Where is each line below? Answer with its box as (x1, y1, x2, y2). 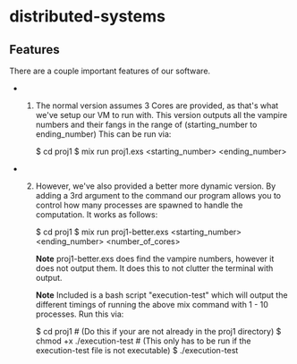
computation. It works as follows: (35, 209, 158, 220)
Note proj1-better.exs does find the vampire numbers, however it (35, 253, 275, 264)
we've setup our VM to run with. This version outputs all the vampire (35, 110, 288, 120)
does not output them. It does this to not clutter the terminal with (35, 263, 274, 274)
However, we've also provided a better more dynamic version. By (35, 181, 276, 191)
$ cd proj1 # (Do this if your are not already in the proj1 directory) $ (35, 326, 282, 336)
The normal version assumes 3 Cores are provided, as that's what (35, 100, 279, 111)
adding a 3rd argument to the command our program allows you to (35, 190, 282, 200)
